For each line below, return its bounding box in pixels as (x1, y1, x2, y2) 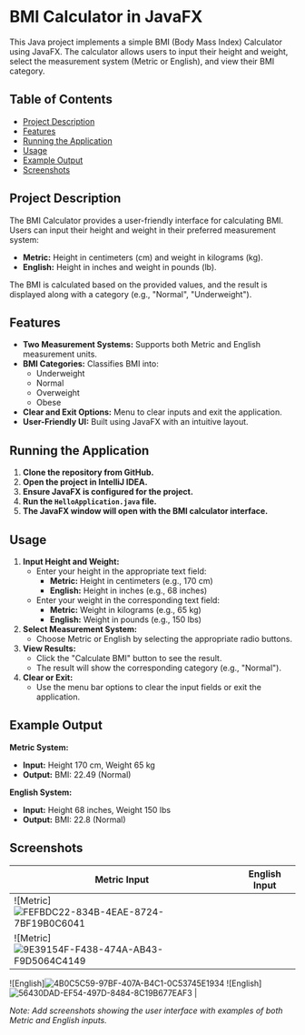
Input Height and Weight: (22, 557, 120, 567)
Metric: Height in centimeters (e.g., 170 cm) (49, 576, 213, 586)
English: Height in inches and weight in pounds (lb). (22, 261, 217, 272)
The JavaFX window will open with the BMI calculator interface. (22, 506, 269, 517)
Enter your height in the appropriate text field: (35, 566, 207, 577)
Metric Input (94, 873, 150, 886)
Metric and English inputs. (9, 1014, 107, 1025)
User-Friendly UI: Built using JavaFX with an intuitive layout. (22, 417, 249, 427)
